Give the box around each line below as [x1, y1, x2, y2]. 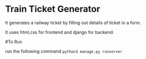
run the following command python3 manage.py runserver [5, 48, 123, 54]
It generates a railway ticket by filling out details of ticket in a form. [5, 20, 142, 26]
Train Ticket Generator [5, 3, 100, 15]
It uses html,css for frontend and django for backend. [5, 29, 114, 35]
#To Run [5, 38, 22, 45]
